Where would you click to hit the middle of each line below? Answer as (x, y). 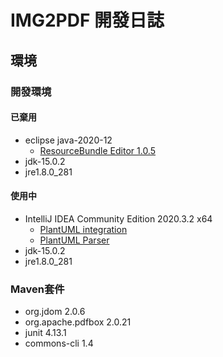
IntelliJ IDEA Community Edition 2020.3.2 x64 (118, 218)
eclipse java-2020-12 (68, 140)
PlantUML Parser (74, 240)
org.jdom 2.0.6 (55, 312)
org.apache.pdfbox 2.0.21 (78, 322)
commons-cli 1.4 (59, 343)
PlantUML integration (83, 229)
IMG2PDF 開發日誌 (87, 20)
